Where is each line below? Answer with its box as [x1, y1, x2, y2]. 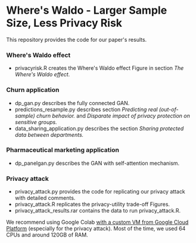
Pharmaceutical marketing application [6, 146, 120, 154]
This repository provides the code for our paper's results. [6, 36, 147, 43]
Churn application [6, 86, 60, 94]
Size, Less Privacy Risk [6, 16, 123, 30]
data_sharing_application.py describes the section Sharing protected [14, 125, 184, 132]
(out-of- [158, 106, 179, 113]
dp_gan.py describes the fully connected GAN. [14, 99, 130, 106]
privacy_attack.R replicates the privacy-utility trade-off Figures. [14, 201, 170, 208]
